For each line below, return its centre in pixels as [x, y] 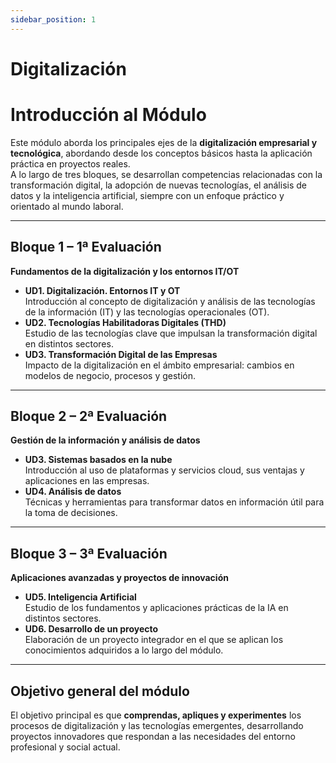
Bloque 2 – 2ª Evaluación [89, 416]
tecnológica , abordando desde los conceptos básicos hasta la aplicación [161, 153]
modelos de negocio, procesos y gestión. [110, 375]
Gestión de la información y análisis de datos [105, 440]
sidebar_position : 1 [53, 19]
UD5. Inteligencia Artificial [80, 597]
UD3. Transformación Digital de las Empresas [121, 354]
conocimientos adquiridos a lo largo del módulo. [124, 650]
